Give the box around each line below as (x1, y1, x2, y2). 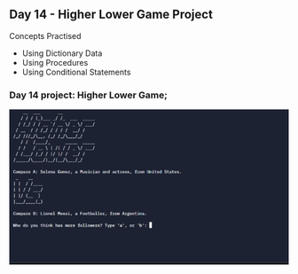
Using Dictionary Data (21, 48, 103, 59)
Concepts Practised (9, 30, 82, 41)
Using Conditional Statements (21, 67, 131, 77)
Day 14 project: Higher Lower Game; (9, 89, 169, 101)
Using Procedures (21, 57, 89, 67)
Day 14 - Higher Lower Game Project (9, 7, 213, 22)
